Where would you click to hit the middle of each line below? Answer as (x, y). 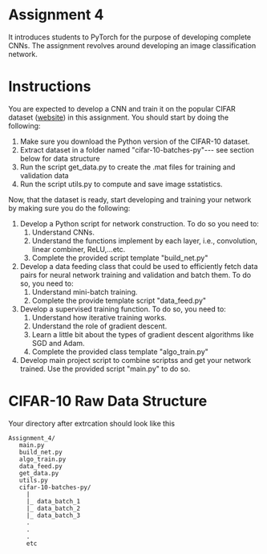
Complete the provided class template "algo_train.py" (120, 352)
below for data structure (60, 158)
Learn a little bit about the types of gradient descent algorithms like (143, 334)
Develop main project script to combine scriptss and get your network (135, 360)
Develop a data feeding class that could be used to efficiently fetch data (139, 266)
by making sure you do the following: (69, 208)
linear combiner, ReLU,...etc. (79, 249)
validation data (44, 175)
